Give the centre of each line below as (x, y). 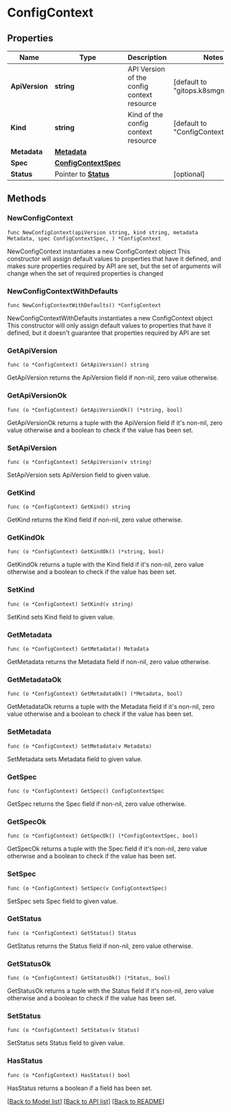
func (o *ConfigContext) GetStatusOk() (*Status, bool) (89, 978)
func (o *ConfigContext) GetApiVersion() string (78, 365)
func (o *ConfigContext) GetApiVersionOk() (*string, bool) (95, 410)
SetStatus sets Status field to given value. (66, 1043)
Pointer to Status (82, 174)
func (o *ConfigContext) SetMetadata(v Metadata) (80, 746)
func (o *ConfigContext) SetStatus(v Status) (73, 1030)
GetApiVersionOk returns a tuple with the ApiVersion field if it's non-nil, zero (115, 422)
